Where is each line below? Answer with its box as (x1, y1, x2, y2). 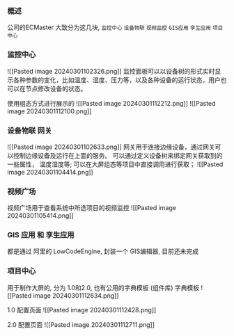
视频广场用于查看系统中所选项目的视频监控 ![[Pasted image (7, 204, 176, 212)
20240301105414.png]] (7, 211, 75, 220)
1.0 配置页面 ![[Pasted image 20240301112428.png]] (7, 305, 157, 314)
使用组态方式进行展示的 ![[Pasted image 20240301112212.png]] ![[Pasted (7, 99, 216, 107)
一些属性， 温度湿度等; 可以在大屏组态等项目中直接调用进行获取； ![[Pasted (7, 160, 224, 168)
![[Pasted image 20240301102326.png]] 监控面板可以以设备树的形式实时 (7, 67, 215, 75)
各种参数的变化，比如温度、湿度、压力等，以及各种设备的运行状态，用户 (13, 75, 221, 84)
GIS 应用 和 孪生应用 (7, 230, 75, 240)
